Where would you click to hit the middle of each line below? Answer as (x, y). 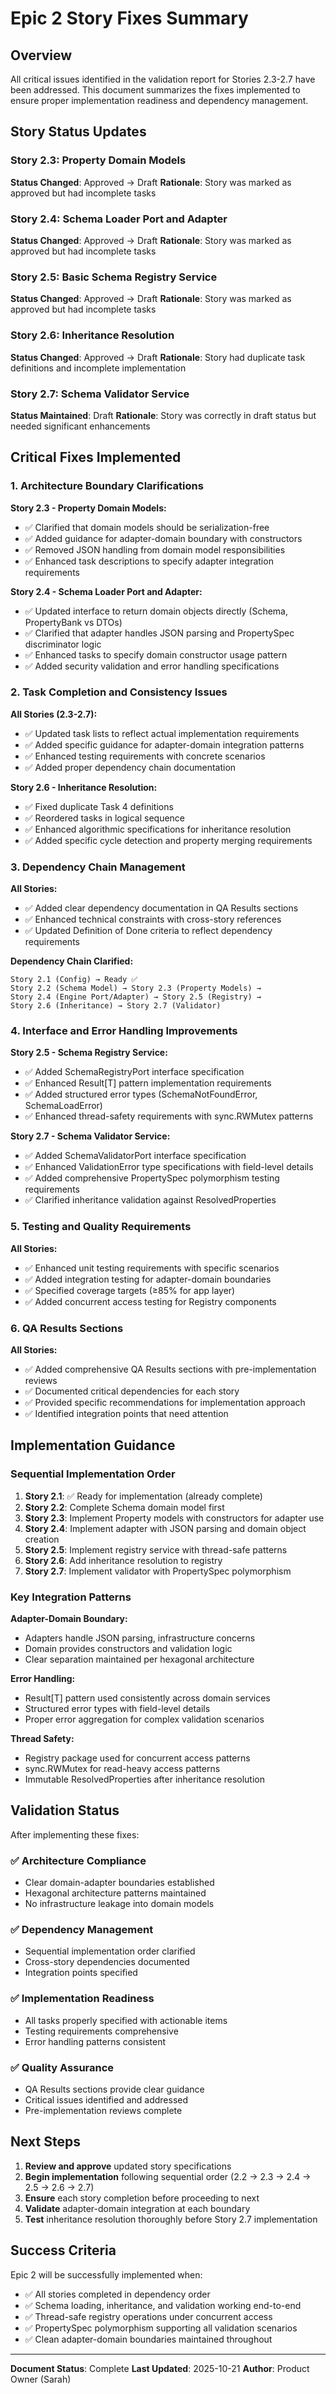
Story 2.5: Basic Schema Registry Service (114, 277)
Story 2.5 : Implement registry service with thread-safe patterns (156, 1549)
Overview (41, 55)
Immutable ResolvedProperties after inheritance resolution (144, 1779)
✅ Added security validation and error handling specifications (152, 666)
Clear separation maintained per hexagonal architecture (139, 1659)
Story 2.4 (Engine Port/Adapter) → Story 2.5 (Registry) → (136, 997)
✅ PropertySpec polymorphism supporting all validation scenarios (161, 2328)
